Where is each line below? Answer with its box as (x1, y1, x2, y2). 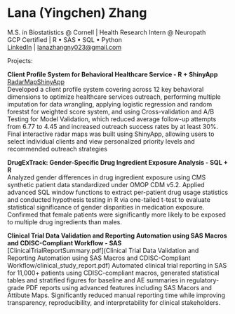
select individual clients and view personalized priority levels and (7, 137, 195, 145)
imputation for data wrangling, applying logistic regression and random (7, 100, 213, 108)
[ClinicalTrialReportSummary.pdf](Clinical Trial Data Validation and (7, 246, 199, 254)
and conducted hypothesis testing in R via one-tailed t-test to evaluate (7, 195, 210, 204)
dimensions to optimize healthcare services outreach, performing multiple (7, 93, 221, 101)
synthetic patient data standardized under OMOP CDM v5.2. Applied (7, 180, 205, 189)
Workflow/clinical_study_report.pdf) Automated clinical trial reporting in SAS (7, 261, 227, 269)
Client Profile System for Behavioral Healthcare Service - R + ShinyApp (7, 70, 218, 78)
